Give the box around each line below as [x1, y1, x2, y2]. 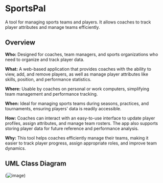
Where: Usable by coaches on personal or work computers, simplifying [5, 86, 149, 92]
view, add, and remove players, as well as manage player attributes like [5, 71, 148, 77]
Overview [5, 39, 36, 47]
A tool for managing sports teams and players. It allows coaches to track [5, 19, 151, 25]
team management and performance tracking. [5, 91, 98, 97]
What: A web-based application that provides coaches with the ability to [5, 66, 152, 72]
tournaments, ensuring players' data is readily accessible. [5, 105, 121, 111]
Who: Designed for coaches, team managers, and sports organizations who [5, 51, 158, 57]
